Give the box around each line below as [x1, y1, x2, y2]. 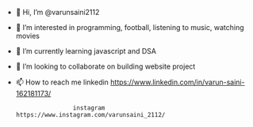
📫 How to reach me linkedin [15, 77, 109, 87]
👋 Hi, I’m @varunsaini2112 [15, 8, 100, 17]
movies [15, 32, 40, 40]
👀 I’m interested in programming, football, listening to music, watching [15, 23, 244, 32]
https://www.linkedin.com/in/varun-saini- [110, 77, 245, 87]
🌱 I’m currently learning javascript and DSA [15, 47, 157, 55]
